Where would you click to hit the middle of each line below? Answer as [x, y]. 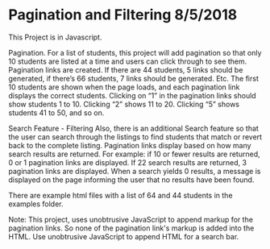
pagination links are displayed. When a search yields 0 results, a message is [135, 171]
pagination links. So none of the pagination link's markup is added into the [131, 228]
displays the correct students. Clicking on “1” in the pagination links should [132, 95]
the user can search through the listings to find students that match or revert [135, 137]
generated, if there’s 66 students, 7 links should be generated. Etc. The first [134, 78]
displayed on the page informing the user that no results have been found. [131, 180]
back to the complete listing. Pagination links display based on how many [130, 145]
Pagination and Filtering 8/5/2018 [123, 15]
